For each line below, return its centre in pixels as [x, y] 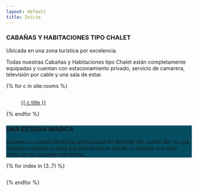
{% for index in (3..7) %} [36, 166]
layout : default [26, 11]
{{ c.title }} [33, 102]
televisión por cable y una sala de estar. [54, 74]
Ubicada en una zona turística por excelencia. [62, 50]
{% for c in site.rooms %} [37, 85]
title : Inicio [24, 17]
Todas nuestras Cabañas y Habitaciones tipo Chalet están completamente [96, 62]
